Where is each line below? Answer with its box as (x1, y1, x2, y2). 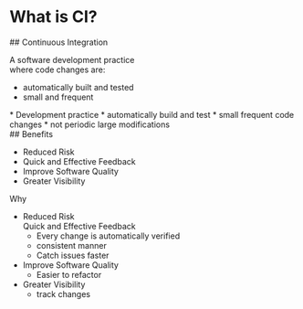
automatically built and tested (22, 81, 134, 92)
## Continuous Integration (9, 37, 109, 48)
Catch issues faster (36, 250, 110, 261)
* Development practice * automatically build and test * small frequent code (9, 109, 295, 120)
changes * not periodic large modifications (9, 119, 171, 130)
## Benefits (9, 128, 53, 139)
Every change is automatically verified (36, 230, 181, 241)
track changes (36, 288, 91, 299)
